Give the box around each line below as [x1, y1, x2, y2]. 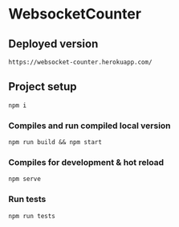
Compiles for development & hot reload [8, 157, 165, 168]
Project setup [8, 80, 78, 93]
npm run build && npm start [8, 138, 103, 147]
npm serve [8, 175, 42, 184]
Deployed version [8, 37, 99, 51]
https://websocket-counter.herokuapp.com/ [8, 58, 153, 66]
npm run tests [8, 212, 56, 220]
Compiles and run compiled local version [8, 120, 171, 131]
